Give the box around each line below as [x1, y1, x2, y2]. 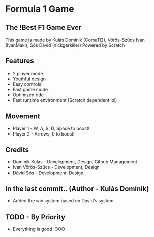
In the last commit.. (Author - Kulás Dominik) [5, 184, 149, 193]
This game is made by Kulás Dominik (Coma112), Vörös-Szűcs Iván [5, 37, 145, 43]
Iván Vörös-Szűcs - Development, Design [12, 164, 100, 171]
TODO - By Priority [5, 213, 66, 221]
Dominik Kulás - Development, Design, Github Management [12, 159, 137, 165]
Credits [5, 146, 29, 154]
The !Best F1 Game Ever [5, 23, 82, 32]
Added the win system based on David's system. [12, 198, 115, 204]
